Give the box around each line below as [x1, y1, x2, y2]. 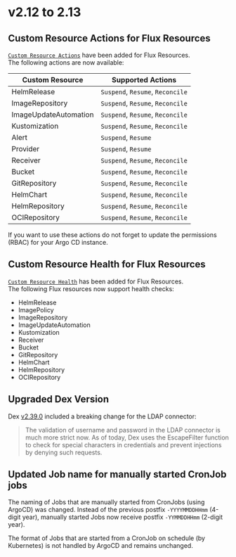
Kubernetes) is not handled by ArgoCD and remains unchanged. [8, 542, 194, 550]
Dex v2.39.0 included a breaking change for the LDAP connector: [8, 412, 197, 421]
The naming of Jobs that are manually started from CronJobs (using [8, 498, 205, 506]
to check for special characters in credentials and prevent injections [25, 440, 222, 449]
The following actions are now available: [8, 58, 124, 67]
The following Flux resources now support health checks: [8, 284, 174, 293]
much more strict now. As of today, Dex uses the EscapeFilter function [25, 433, 229, 442]
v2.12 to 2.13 [8, 4, 81, 20]
